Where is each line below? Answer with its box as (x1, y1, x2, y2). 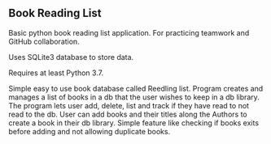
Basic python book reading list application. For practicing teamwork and (8, 28, 250, 37)
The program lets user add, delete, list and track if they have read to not (8, 100, 250, 110)
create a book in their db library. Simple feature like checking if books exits (8, 117, 259, 128)
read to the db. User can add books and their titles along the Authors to (8, 109, 247, 119)
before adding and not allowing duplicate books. (8, 126, 171, 136)
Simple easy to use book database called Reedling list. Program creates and (8, 83, 264, 93)
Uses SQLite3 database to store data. (8, 52, 134, 61)
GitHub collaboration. (8, 36, 80, 46)
